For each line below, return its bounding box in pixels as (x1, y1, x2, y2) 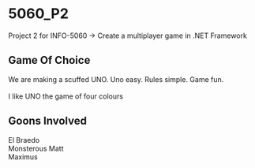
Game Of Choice (8, 54, 91, 67)
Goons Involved (8, 114, 87, 128)
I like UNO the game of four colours (8, 91, 124, 101)
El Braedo (8, 135, 40, 144)
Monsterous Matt (8, 144, 65, 153)
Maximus (8, 151, 38, 162)
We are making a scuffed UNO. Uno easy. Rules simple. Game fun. (8, 74, 224, 84)
